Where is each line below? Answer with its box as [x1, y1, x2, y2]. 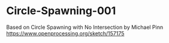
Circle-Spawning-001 [6, 4, 116, 18]
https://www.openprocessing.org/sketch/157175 [6, 29, 125, 37]
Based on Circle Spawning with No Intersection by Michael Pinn [6, 24, 164, 31]
